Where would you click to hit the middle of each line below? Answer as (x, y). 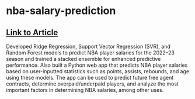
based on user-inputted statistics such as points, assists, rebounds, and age (98, 71)
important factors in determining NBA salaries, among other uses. (85, 90)
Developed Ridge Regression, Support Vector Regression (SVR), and (88, 46)
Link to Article (32, 33)
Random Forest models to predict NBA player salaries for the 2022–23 (90, 53)
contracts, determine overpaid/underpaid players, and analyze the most (93, 84)
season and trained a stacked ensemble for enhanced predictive (83, 59)
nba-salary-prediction (61, 11)
